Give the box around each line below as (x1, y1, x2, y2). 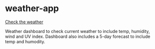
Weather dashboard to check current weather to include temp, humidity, (5, 28, 150, 34)
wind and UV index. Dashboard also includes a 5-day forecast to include (5, 33, 151, 39)
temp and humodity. (5, 38, 45, 44)
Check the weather (5, 19, 43, 25)
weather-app (5, 3, 59, 14)
